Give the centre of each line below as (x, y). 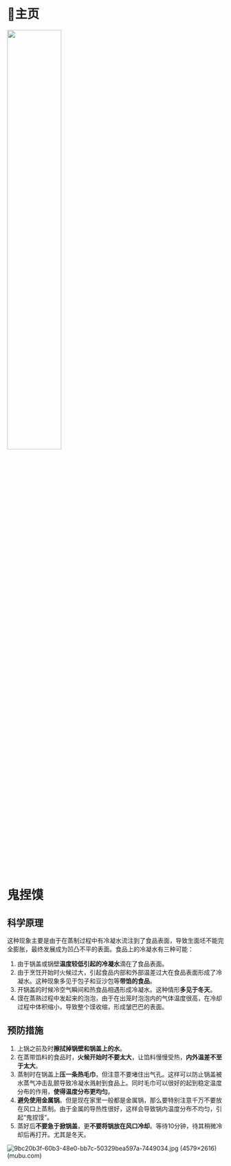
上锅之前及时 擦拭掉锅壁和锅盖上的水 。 (71, 1048)
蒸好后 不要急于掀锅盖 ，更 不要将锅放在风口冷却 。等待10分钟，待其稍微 (117, 1125)
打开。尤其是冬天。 (63, 1134)
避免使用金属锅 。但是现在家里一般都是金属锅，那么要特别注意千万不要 (117, 1100)
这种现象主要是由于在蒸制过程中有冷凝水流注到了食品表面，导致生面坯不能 (112, 940)
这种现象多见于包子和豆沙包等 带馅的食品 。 (96, 981)
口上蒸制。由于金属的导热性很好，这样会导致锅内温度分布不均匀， (123, 1108)
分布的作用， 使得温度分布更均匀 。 (65, 1091)
